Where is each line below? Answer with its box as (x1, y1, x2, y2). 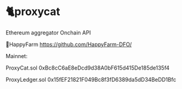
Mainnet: (5, 52, 28, 59)
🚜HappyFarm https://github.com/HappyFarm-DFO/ (5, 41, 132, 48)
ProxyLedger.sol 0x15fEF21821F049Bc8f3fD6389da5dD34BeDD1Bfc (5, 76, 177, 83)
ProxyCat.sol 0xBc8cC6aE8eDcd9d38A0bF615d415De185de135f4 (5, 64, 170, 71)
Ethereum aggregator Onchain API (5, 28, 91, 36)
